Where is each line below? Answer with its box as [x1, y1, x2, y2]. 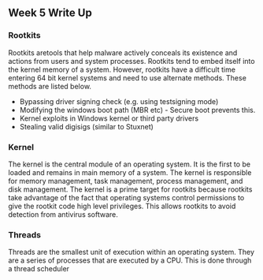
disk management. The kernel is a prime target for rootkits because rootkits [8, 185, 253, 194]
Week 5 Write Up [8, 6, 92, 20]
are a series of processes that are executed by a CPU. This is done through [8, 256, 252, 265]
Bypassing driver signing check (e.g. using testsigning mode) [19, 96, 219, 106]
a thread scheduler [8, 264, 69, 274]
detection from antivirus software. [8, 209, 118, 219]
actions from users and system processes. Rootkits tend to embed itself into [8, 56, 255, 65]
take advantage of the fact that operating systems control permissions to [8, 192, 245, 202]
